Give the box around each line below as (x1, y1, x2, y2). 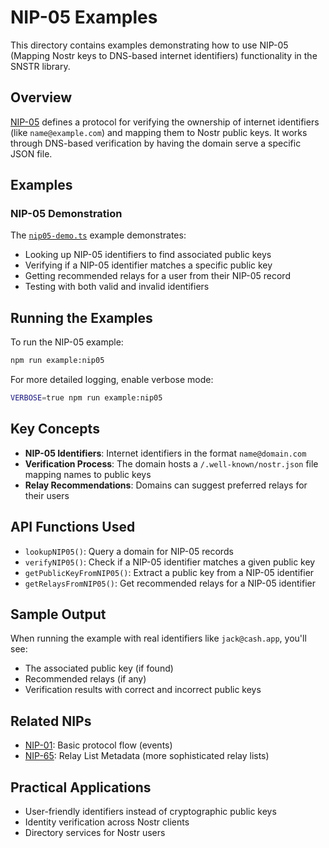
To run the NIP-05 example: (10, 336, 124, 348)
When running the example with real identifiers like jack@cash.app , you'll (10, 632, 307, 645)
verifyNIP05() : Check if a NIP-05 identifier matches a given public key (24, 556, 316, 568)
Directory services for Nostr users (24, 827, 166, 839)
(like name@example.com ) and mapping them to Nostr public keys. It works (10, 126, 308, 138)
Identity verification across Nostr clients (24, 816, 190, 828)
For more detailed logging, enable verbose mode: (10, 374, 214, 386)
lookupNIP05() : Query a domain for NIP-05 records (24, 545, 234, 557)
